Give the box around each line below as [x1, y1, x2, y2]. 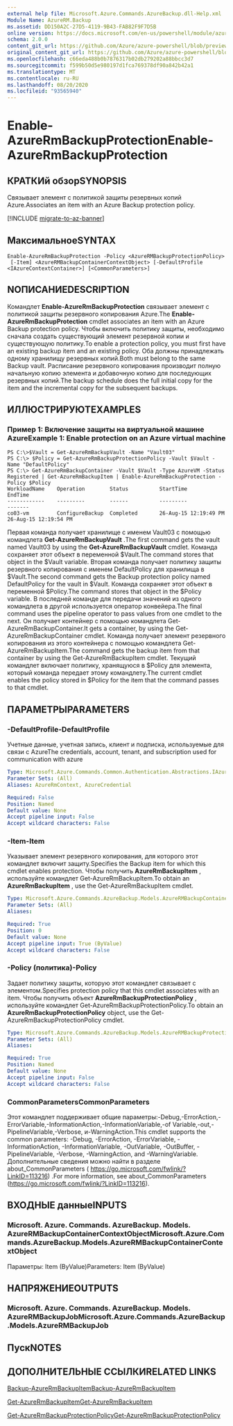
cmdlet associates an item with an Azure [89, 317, 205, 326]
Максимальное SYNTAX [7, 234, 116, 246]
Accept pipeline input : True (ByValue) [7, 940, 123, 947]
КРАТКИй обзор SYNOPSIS [7, 175, 127, 186]
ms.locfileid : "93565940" [7, 88, 82, 95]
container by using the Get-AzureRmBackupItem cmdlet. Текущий [7, 654, 196, 662]
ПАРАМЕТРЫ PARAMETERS [7, 703, 130, 715]
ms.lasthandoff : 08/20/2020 [7, 81, 89, 88]
